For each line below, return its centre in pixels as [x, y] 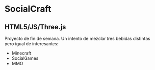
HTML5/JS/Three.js [35, 27]
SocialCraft [28, 9]
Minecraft [21, 53]
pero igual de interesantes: [32, 44]
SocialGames [25, 58]
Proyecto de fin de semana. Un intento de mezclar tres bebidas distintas [77, 38]
